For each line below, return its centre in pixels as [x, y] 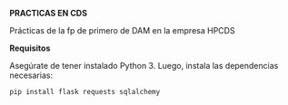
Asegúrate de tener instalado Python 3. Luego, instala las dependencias [144, 66]
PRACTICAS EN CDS [49, 13]
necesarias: [31, 75]
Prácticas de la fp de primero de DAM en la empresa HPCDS [122, 30]
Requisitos [30, 48]
